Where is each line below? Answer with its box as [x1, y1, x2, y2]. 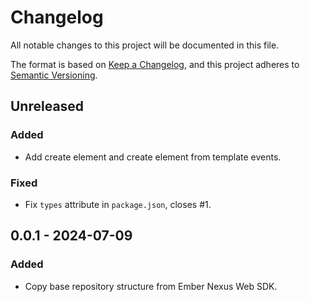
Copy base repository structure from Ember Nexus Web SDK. [24, 280, 278, 292]
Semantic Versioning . [10, 69, 98, 81]
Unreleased [10, 98, 85, 115]
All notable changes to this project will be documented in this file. [10, 39, 280, 51]
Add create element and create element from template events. [24, 151, 282, 163]
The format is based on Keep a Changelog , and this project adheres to [10, 58, 300, 70]
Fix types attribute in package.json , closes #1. [24, 198, 212, 210]
